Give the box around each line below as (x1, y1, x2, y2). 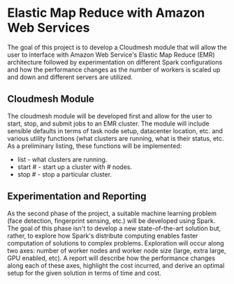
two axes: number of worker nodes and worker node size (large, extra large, (7, 246, 226, 255)
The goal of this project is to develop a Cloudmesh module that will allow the (7, 43, 227, 51)
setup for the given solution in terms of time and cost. (7, 269, 162, 277)
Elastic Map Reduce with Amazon (7, 5, 205, 21)
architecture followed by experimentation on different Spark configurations (7, 58, 223, 66)
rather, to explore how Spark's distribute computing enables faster (7, 231, 198, 240)
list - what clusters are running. (17, 155, 108, 163)
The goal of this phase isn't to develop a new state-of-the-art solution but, (7, 224, 221, 232)
